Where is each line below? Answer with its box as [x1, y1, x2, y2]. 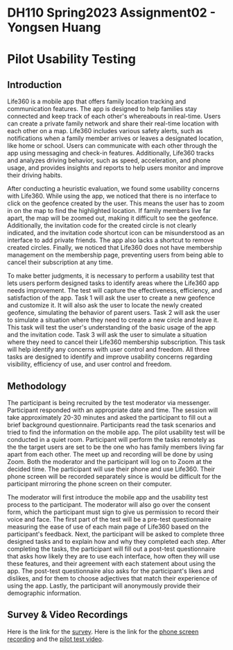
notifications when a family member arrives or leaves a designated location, [7, 134, 224, 143]
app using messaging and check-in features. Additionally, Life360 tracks [7, 149, 215, 157]
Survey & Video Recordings [7, 609, 128, 621]
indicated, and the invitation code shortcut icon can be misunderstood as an [7, 229, 225, 237]
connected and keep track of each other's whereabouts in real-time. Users [7, 112, 221, 121]
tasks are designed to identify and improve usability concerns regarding [7, 352, 213, 361]
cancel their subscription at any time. [7, 258, 113, 266]
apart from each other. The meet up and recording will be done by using [7, 450, 214, 459]
